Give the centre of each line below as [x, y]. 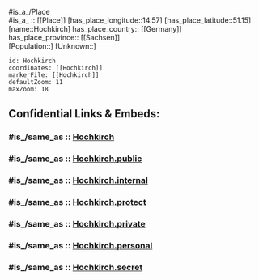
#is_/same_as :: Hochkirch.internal [78, 180]
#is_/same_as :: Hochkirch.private [77, 224]
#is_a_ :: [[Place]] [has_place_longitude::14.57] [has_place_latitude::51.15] [130, 20]
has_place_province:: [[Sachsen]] [64, 37]
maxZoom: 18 [28, 89]
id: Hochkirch [32, 61]
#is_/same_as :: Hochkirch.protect [78, 202]
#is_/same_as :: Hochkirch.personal [81, 245]
